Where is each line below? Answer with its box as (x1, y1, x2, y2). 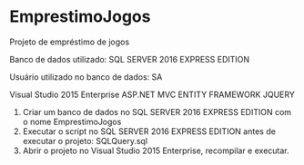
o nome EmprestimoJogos (22, 116, 122, 127)
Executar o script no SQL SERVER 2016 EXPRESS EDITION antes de (22, 125, 276, 137)
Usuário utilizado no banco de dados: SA (9, 71, 163, 82)
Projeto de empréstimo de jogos (9, 36, 130, 47)
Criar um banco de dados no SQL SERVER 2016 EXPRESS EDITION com (22, 106, 292, 117)
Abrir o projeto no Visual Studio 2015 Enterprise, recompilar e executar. (22, 145, 289, 156)
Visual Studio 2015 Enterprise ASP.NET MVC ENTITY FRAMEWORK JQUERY (9, 89, 296, 100)
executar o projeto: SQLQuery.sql (22, 135, 148, 146)
